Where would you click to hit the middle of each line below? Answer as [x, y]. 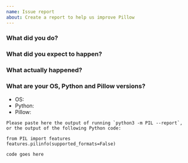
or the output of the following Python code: [64, 128]
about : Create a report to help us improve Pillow [70, 17]
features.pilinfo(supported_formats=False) [61, 144]
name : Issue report [30, 12]
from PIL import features [38, 139]
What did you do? [32, 38]
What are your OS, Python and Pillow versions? [76, 86]
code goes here [25, 154]
